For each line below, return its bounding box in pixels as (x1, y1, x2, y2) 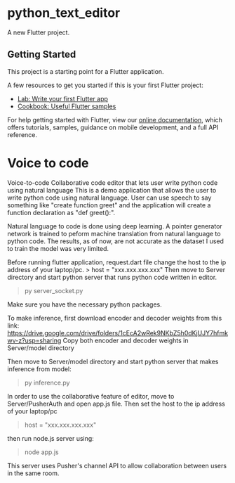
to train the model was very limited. (7, 244, 109, 252)
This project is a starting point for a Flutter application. (7, 67, 164, 75)
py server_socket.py (24, 286, 83, 295)
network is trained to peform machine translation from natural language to (7, 229, 221, 238)
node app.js (24, 448, 59, 456)
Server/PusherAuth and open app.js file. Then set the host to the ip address (7, 399, 226, 408)
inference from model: (7, 364, 72, 373)
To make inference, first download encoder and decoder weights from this (7, 314, 222, 322)
